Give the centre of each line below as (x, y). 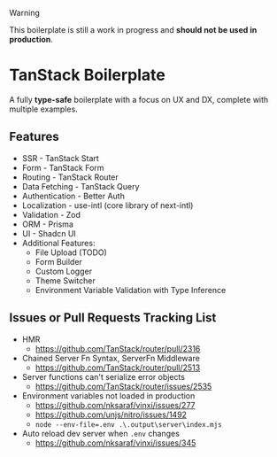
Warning (24, 13)
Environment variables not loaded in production (108, 395)
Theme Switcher (65, 280)
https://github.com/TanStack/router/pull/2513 (118, 368)
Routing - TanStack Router (70, 177)
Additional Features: (58, 243)
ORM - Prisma (47, 224)
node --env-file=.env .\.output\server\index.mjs (129, 424)
